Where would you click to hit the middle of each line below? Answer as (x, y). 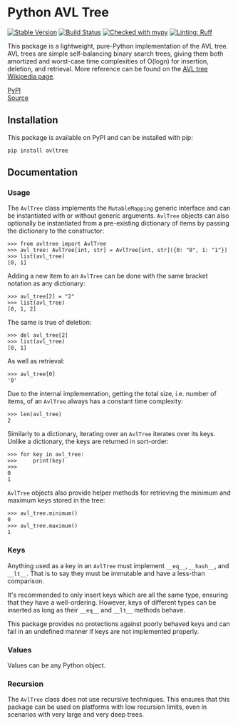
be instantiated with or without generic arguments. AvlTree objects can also (118, 216)
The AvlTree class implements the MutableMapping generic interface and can (119, 208)
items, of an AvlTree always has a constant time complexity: (95, 401)
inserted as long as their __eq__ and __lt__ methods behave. (96, 610)
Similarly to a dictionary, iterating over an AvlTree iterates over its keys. (112, 434)
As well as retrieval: (36, 361)
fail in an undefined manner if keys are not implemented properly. (103, 631)
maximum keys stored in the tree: (56, 500)
